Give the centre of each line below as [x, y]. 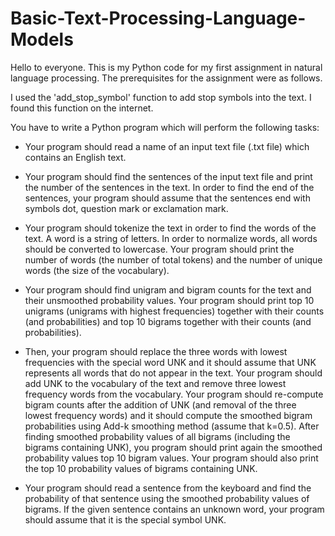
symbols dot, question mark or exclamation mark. [126, 208]
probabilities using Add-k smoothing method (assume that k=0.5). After [172, 426]
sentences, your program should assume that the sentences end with [167, 198]
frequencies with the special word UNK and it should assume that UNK [170, 362]
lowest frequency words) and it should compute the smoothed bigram [168, 415]
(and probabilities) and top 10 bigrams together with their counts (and [168, 321]
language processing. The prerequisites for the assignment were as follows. [166, 78]
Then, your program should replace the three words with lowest [156, 351]
